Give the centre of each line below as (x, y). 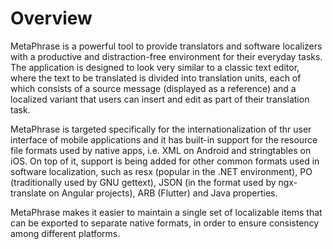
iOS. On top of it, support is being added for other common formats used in (165, 161)
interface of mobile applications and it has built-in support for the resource (164, 139)
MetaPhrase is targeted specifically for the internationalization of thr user (161, 129)
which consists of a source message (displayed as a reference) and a (153, 88)
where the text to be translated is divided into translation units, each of (156, 78)
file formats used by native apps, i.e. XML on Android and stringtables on (161, 150)
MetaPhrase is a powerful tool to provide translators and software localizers (166, 46)
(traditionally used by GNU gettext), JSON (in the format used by (143, 182)
